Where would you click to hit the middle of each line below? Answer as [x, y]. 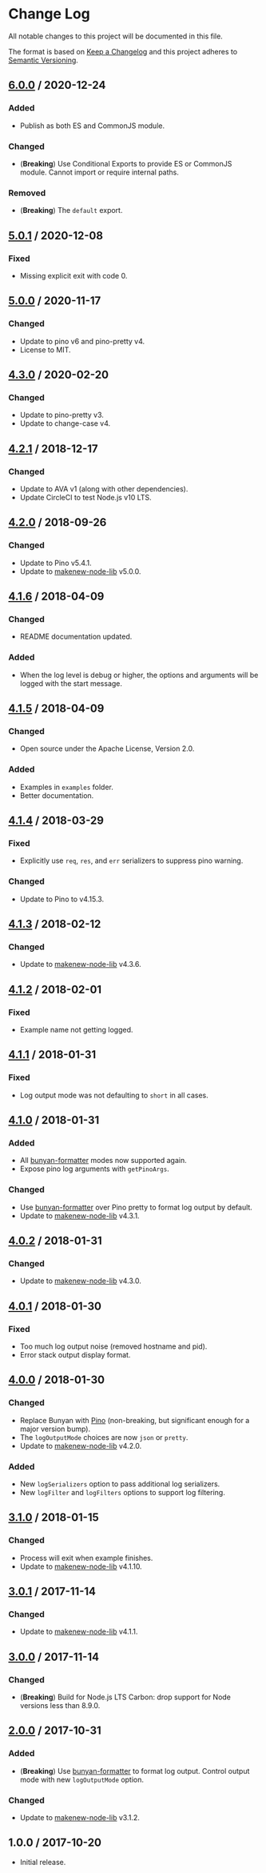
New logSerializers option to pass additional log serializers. [120, 1484]
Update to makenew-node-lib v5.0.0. [80, 571]
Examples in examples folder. [66, 787]
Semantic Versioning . [43, 60]
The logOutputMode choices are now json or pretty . [104, 1437]
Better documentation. [57, 795]
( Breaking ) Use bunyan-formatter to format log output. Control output [135, 1771]
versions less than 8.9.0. [60, 1706]
